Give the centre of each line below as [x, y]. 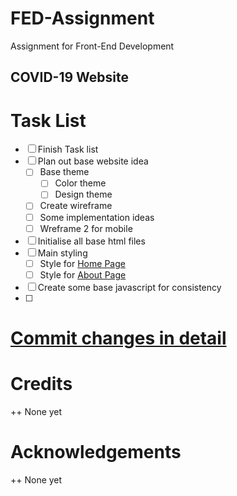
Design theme [83, 194]
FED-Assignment [82, 18]
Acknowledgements [96, 452]
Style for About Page [83, 274]
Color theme [80, 183]
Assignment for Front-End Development [92, 46]
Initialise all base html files [91, 241]
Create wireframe [76, 206]
